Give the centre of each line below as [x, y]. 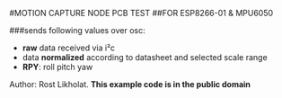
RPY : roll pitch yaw [57, 67]
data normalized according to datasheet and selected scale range [145, 57]
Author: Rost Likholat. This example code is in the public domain [130, 84]
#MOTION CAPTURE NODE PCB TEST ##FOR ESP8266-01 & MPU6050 [141, 13]
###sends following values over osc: [77, 30]
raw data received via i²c [68, 48]
